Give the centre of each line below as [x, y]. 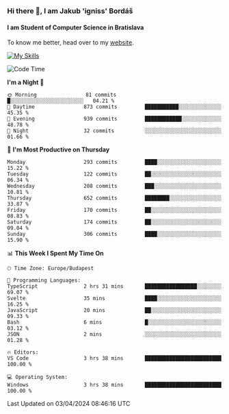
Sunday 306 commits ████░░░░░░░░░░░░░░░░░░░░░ [114, 234]
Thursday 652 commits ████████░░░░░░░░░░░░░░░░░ [114, 198]
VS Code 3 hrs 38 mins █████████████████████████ [114, 358]
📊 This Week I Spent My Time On [55, 254]
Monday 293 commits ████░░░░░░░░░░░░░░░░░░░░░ [114, 162]
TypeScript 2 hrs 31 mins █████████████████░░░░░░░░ [114, 287]
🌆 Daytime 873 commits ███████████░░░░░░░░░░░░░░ [114, 107]
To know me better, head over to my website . [71, 42]
